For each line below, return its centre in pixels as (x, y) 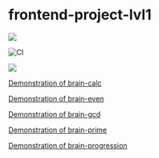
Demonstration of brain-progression (68, 145)
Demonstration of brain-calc (55, 83)
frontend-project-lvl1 (80, 15)
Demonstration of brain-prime (57, 130)
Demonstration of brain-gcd (55, 114)
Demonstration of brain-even (56, 98)
